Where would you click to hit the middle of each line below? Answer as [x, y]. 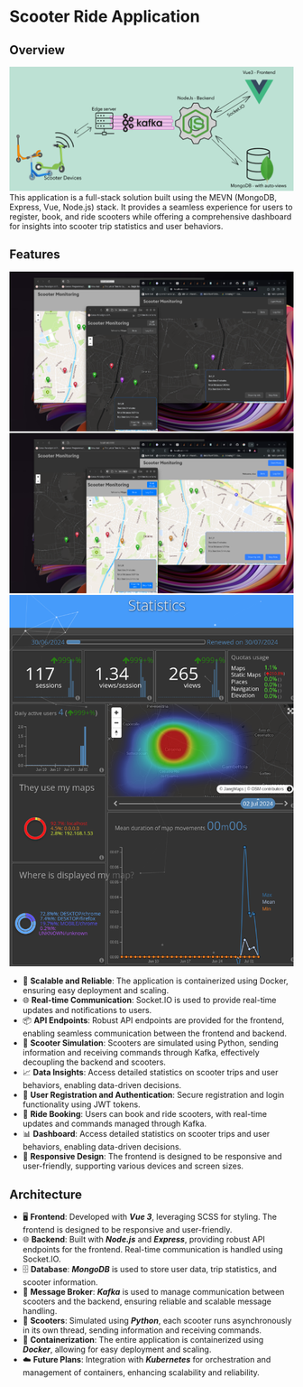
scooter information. [60, 1282]
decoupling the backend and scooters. [94, 1062]
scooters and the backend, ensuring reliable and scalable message [147, 1301]
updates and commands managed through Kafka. [115, 1124]
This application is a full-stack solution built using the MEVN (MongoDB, [143, 197]
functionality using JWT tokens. [82, 1104]
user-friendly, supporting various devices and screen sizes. [133, 1166]
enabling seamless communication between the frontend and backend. [154, 1033]
